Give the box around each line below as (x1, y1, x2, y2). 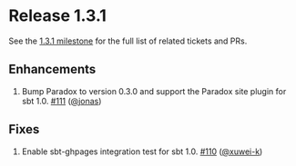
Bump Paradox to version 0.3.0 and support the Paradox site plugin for (21, 85, 287, 96)
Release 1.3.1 (8, 5, 107, 26)
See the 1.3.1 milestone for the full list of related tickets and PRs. (8, 35, 248, 46)
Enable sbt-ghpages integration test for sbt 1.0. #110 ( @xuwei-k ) (21, 146, 263, 157)
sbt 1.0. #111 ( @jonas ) (21, 95, 102, 106)
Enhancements (8, 62, 97, 77)
